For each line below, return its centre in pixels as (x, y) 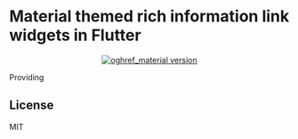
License (32, 106)
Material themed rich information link (149, 16)
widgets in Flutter (75, 35)
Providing (27, 77)
